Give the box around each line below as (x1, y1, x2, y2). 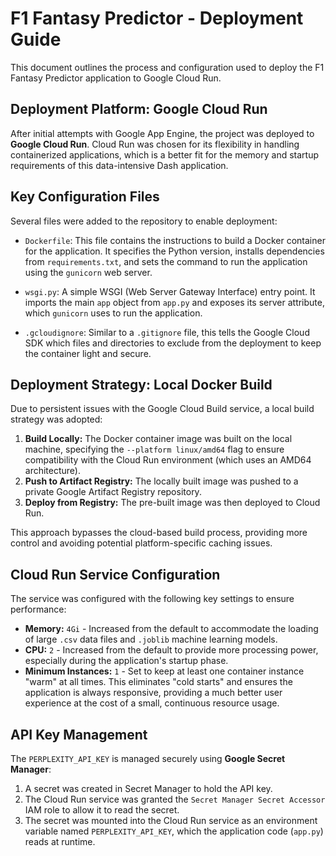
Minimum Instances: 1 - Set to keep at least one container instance (24, 665, 305, 677)
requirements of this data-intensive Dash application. (10, 159, 229, 171)
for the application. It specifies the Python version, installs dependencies (24, 245, 325, 257)
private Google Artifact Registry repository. (24, 486, 202, 498)
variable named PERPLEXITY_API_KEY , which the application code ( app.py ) (24, 825, 324, 837)
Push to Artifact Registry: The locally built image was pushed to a (24, 475, 299, 487)
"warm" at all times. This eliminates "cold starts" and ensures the (24, 676, 293, 688)
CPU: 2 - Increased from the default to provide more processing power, (24, 644, 319, 656)
